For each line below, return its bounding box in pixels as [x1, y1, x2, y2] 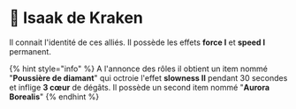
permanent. [9, 46, 51, 56]
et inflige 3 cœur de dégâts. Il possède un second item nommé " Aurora [9, 82, 270, 92]
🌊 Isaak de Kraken [9, 8, 144, 28]
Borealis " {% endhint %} [9, 91, 100, 102]
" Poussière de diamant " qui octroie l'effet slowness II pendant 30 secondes [9, 72, 288, 83]
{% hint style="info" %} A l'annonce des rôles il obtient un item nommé [9, 63, 268, 74]
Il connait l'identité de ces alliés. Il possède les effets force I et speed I [9, 37, 266, 47]
